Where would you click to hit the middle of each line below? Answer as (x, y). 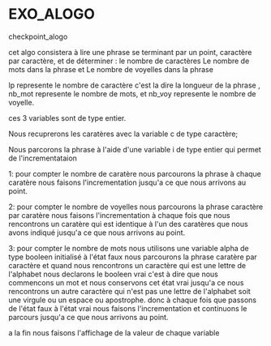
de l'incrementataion (43, 158)
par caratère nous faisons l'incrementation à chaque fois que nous (119, 215)
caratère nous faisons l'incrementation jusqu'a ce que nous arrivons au (127, 182)
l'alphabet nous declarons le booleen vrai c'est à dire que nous (114, 274)
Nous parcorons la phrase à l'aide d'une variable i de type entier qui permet (135, 149)
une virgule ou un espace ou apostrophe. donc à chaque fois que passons (133, 300)
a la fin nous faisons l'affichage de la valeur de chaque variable (114, 332)
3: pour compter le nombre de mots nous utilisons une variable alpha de (129, 248)
